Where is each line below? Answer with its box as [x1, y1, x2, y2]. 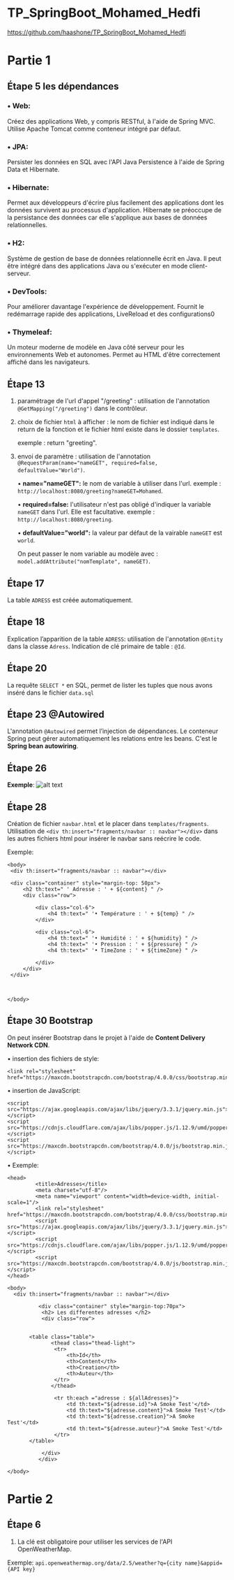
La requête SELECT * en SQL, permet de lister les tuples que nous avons [7, 681, 213, 689]
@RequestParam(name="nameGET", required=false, [17, 460, 158, 467]
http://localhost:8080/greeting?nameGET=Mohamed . [17, 487, 164, 495]
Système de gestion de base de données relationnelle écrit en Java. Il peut [7, 254, 221, 263]
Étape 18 [7, 616, 45, 628]
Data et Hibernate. [7, 166, 60, 174]
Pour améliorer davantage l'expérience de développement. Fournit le [7, 303, 204, 310]
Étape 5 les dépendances [7, 80, 120, 92]
